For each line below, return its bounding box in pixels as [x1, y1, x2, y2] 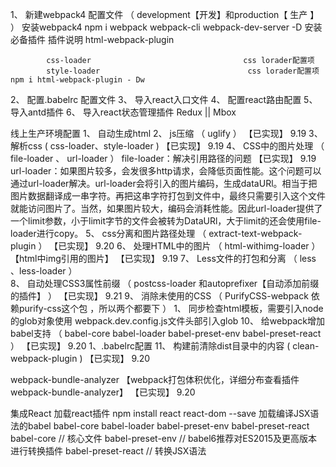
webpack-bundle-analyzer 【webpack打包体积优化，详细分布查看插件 [10, 374, 300, 385]
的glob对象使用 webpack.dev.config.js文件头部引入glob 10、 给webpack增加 [10, 315, 326, 327]
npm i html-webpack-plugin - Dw [10, 75, 145, 85]
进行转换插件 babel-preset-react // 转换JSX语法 [10, 445, 207, 457]
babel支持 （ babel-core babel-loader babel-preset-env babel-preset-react [10, 328, 322, 339]
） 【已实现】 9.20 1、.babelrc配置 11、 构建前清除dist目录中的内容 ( [10, 340, 291, 352]
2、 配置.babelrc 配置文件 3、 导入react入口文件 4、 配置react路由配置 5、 [10, 94, 318, 105]
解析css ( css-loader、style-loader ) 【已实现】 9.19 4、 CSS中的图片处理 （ [10, 140, 325, 152]
